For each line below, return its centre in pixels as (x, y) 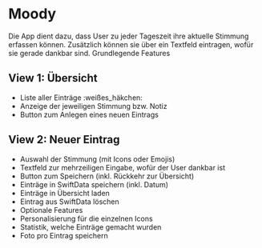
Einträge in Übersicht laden (65, 193)
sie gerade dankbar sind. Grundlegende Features (89, 53)
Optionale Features (51, 210)
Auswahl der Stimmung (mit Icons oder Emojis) (97, 159)
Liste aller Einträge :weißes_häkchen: (81, 98)
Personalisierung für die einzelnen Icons (87, 218)
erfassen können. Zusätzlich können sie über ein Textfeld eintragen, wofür (131, 44)
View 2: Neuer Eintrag (64, 140)
